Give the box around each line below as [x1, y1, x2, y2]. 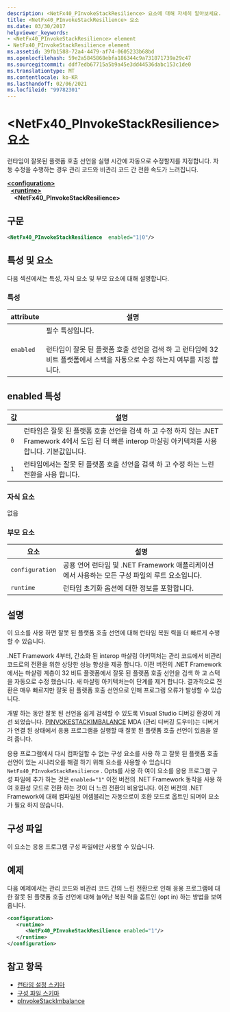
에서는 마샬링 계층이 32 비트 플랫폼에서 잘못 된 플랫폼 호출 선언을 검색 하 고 [7, 669, 207, 677]
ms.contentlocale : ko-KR [7, 73, 78, 81]
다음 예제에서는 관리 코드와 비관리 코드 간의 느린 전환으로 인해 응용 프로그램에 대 [7, 884, 221, 892]
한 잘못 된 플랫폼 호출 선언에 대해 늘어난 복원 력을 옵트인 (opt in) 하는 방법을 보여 [7, 893, 222, 901]
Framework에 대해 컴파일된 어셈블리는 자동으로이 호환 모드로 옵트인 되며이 [7, 792, 207, 801]
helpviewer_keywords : [7, 29, 69, 36]
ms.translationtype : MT [7, 67, 75, 74]
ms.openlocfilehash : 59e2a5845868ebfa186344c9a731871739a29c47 [7, 55, 192, 62]
